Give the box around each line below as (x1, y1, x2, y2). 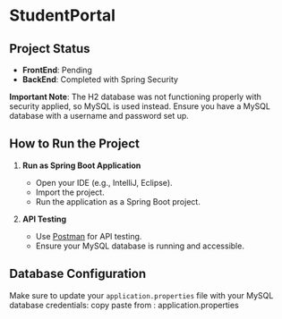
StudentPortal (9, 5, 116, 26)
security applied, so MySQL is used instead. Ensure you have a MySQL (9, 101, 271, 112)
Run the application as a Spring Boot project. (35, 196, 201, 206)
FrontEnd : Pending (21, 64, 92, 75)
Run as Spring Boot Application (21, 160, 141, 171)
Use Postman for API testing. (35, 231, 142, 241)
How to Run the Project (9, 136, 141, 152)
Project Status (9, 41, 91, 56)
